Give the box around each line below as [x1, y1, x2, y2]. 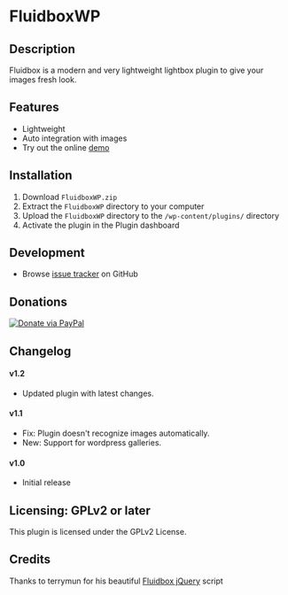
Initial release [21, 477, 71, 488]
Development [9, 245, 86, 260]
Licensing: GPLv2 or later [9, 503, 151, 518]
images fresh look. [9, 74, 77, 85]
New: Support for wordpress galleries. [21, 437, 162, 448]
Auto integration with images [21, 133, 128, 143]
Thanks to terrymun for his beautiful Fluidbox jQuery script [9, 576, 223, 586]
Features [9, 100, 59, 115]
